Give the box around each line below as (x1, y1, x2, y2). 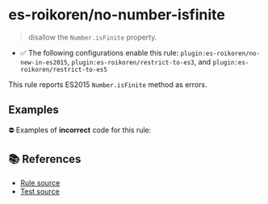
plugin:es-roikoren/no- (180, 49, 261, 57)
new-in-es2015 (19, 58, 68, 66)
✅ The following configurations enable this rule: (19, 48, 179, 57)
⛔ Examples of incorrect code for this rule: (8, 125, 152, 135)
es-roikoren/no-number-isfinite (8, 6, 226, 24)
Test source (19, 186, 61, 196)
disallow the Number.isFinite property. (27, 32, 157, 42)
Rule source (19, 177, 61, 187)
